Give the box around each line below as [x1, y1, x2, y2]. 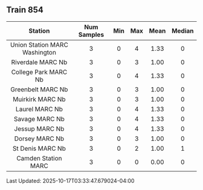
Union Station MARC [10, 41, 68, 49]
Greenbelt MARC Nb [10, 85, 68, 93]
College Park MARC [11, 68, 68, 76]
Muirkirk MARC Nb [13, 95, 66, 103]
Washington [22, 48, 56, 56]
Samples [78, 30, 105, 39]
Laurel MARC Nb [15, 105, 63, 113]
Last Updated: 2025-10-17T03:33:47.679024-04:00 [6, 177, 135, 184]
